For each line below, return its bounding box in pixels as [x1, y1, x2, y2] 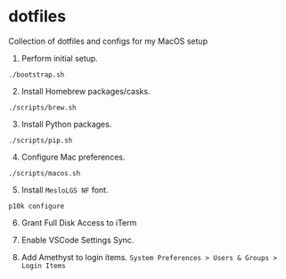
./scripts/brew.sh [8, 103, 77, 112]
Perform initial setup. [20, 53, 99, 63]
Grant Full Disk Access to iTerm [20, 217, 137, 228]
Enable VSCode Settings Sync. [20, 234, 135, 245]
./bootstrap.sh [8, 70, 65, 79]
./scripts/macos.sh [8, 168, 81, 177]
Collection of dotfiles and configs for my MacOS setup [8, 36, 208, 46]
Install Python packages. [20, 119, 112, 129]
